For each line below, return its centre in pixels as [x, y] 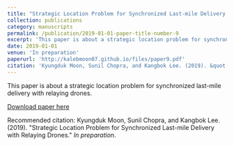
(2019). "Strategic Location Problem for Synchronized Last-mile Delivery [111, 127]
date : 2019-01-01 [32, 46]
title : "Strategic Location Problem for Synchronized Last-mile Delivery [117, 14]
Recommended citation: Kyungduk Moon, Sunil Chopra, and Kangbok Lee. [114, 120]
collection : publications [45, 20]
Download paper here [38, 106]
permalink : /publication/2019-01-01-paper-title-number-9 [93, 33]
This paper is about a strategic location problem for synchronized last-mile [114, 85]
